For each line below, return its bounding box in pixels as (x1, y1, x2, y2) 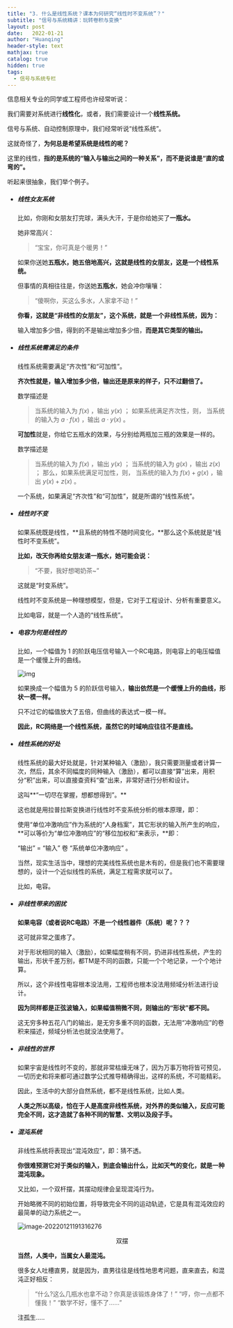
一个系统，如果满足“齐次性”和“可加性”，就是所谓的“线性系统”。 (17, 492, 198, 500)
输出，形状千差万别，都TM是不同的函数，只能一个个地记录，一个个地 (17, 957, 216, 965)
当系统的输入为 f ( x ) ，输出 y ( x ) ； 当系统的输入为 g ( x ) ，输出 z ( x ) (34, 460, 221, 468)
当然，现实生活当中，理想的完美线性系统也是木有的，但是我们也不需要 (17, 858, 219, 867)
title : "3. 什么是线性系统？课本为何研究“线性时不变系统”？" (7, 10, 165, 17)
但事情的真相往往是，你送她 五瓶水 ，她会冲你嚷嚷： (17, 281, 164, 290)
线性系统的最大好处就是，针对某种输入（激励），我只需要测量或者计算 (17, 759, 216, 767)
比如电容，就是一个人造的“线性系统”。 (17, 611, 127, 619)
